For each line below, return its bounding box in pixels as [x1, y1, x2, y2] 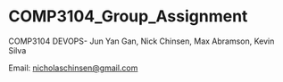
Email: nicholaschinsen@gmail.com [8, 62, 138, 73]
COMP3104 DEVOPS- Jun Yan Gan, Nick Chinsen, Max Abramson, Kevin [8, 36, 275, 46]
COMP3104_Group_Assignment [8, 6, 248, 27]
